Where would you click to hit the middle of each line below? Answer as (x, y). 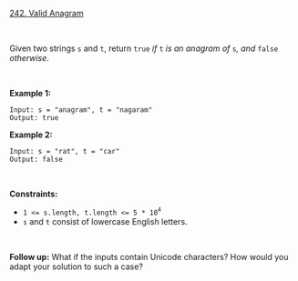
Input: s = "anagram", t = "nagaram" (81, 110)
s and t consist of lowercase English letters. (105, 221)
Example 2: (31, 135)
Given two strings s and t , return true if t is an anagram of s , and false (144, 48)
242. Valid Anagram (46, 13)
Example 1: (31, 93)
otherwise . (30, 58)
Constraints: (34, 194)
